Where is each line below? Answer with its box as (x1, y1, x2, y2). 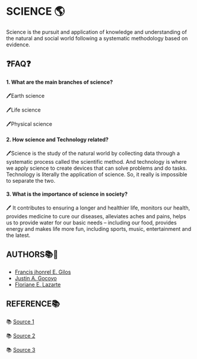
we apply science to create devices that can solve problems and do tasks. (6, 164, 188, 171)
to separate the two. (6, 177, 55, 184)
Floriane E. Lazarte (14, 281, 61, 288)
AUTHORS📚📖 (6, 250, 58, 260)
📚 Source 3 (6, 346, 36, 353)
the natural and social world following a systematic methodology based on (6, 34, 188, 42)
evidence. (6, 41, 31, 48)
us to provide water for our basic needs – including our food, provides (6, 219, 177, 226)
